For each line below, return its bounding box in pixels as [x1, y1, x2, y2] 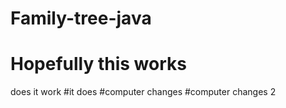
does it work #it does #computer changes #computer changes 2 [10, 86, 277, 98]
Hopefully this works [10, 53, 187, 76]
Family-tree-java [10, 7, 152, 30]
